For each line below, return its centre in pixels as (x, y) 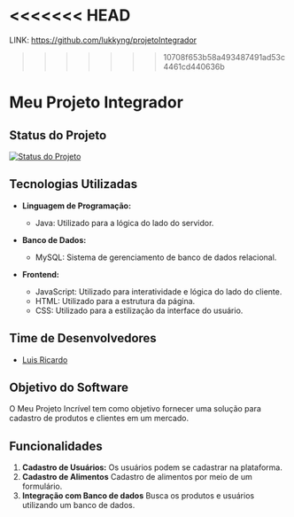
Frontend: (40, 274)
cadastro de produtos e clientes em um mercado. (99, 419)
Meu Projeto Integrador (97, 102)
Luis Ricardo (45, 359)
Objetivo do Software (69, 387)
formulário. (42, 486)
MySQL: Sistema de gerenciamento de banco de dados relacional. (156, 257)
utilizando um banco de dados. (78, 505)
